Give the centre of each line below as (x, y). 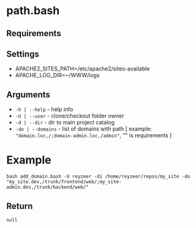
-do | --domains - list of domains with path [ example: (83, 129)
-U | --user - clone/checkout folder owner (70, 116)
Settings (23, 54)
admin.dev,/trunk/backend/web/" (47, 188)
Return (20, 206)
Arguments (28, 95)
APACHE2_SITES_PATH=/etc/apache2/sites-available (82, 69)
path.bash (33, 11)
